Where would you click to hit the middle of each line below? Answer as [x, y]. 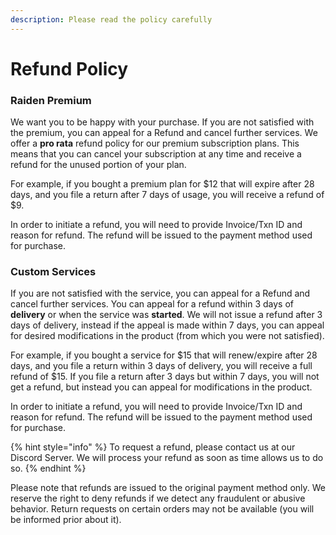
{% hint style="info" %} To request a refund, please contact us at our [153, 447]
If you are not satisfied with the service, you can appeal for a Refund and [160, 293]
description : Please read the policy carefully [111, 19]
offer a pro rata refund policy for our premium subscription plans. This [155, 143]
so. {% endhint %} [48, 468]
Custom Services [53, 272]
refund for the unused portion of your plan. [98, 165]
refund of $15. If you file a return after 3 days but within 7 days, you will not [165, 377]
